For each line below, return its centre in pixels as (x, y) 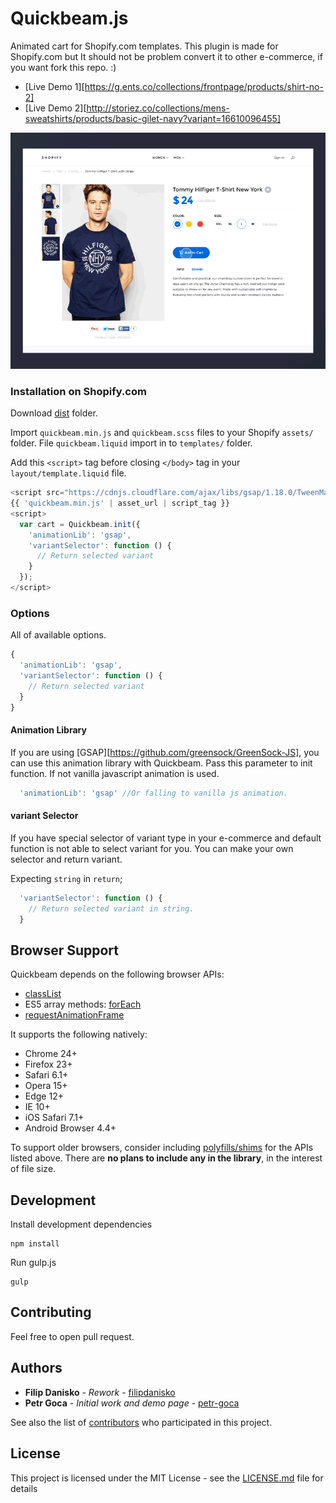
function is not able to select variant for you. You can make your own (152, 848)
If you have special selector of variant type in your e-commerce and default (166, 838)
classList (43, 994)
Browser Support (65, 950)
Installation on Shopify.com (78, 391)
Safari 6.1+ (46, 1075)
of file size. (33, 1169)
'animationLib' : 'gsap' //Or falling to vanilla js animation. (153, 793)
